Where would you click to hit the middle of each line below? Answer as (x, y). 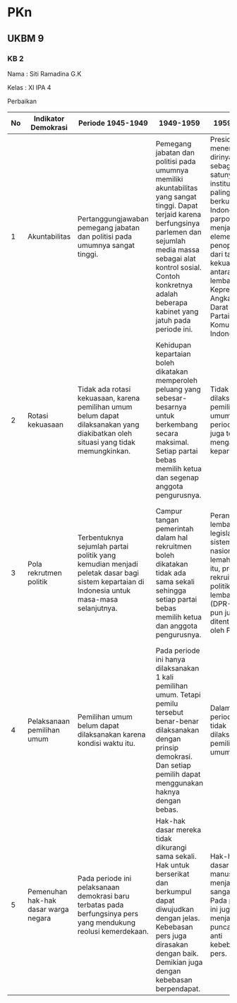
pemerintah (175, 528)
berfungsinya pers (108, 913)
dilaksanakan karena (111, 734)
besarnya (171, 407)
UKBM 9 (26, 38)
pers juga (171, 935)
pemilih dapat (178, 774)
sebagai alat (176, 259)
